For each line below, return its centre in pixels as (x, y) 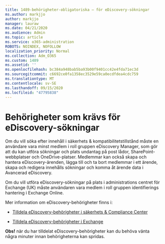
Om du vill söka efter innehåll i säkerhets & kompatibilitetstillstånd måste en (82, 141)
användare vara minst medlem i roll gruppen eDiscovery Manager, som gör (82, 146)
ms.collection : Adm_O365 (31, 56)
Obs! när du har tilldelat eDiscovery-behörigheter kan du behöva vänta (77, 231)
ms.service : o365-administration (40, 42)
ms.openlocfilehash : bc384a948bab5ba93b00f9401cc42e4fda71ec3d (72, 70)
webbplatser (18, 157)
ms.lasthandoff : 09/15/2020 (34, 88)
